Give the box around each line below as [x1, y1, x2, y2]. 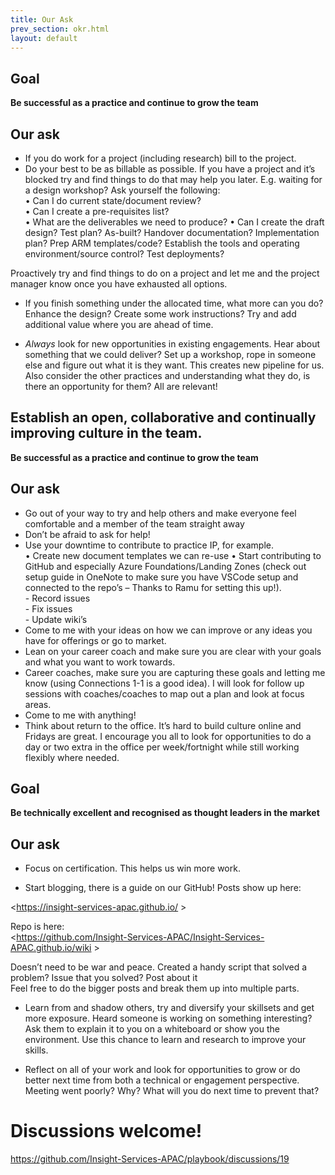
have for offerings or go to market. [24, 634, 167, 646]
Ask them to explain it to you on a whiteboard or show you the [24, 1023, 280, 1035]
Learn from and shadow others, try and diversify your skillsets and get [24, 1002, 315, 1014]
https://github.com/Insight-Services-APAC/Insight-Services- [16, 931, 265, 943]
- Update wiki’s [24, 613, 88, 625]
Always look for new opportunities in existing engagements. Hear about [24, 338, 321, 350]
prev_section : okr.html [10, 24, 110, 34]
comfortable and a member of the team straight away [24, 517, 245, 530]
